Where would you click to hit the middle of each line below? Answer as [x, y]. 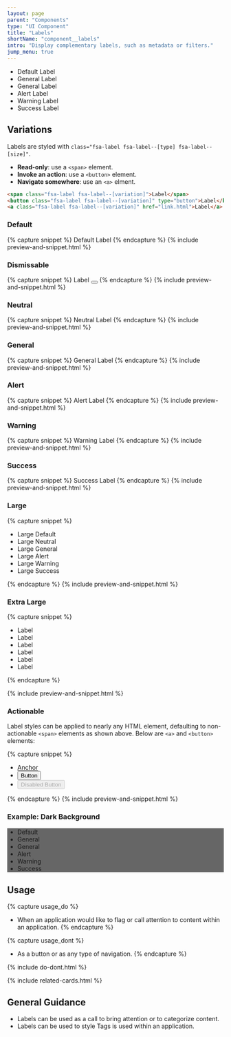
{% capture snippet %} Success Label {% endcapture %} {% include [105, 481]
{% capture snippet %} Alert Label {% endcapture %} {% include [99, 400]
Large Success [38, 570]
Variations [30, 130]
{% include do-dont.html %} [47, 967]
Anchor [27, 768]
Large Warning [38, 563]
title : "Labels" [30, 33]
